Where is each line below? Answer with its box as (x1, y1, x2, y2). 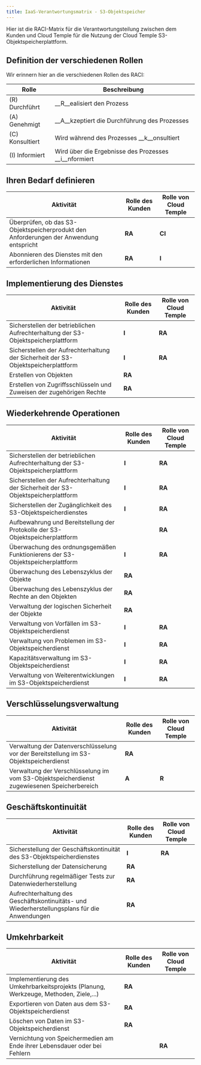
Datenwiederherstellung (9, 880, 77, 888)
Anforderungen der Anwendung (9, 233, 99, 242)
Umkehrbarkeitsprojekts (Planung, (9, 982, 106, 991)
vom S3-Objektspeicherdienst (9, 774, 95, 782)
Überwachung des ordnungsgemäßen (9, 542, 117, 551)
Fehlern (9, 1049, 31, 1058)
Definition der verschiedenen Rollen (6, 55, 144, 66)
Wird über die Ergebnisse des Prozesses (54, 148, 169, 156)
